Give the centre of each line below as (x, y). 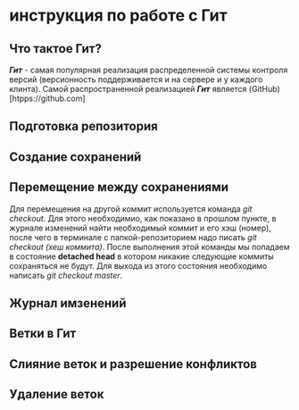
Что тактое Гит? (56, 49)
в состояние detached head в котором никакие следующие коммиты (141, 256)
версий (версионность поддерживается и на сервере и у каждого (136, 79)
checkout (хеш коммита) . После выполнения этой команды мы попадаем (149, 247)
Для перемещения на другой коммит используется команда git (131, 209)
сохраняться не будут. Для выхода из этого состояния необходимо (138, 265)
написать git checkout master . (66, 275)
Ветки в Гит (43, 334)
